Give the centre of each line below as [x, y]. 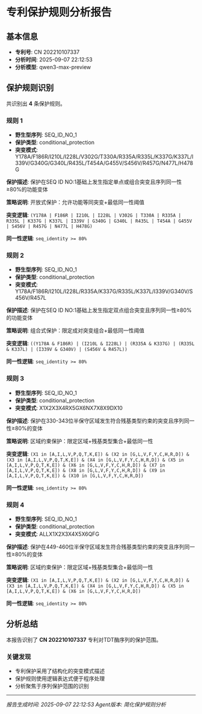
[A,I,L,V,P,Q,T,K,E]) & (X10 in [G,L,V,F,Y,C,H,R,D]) [75, 476]
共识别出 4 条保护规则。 [36, 104]
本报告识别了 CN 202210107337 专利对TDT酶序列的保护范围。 [84, 639]
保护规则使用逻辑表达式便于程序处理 [60, 678]
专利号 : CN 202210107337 [47, 52]
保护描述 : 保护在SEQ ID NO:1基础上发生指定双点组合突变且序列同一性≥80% [99, 310]
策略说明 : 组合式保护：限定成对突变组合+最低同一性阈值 [75, 331]
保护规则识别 [30, 88]
